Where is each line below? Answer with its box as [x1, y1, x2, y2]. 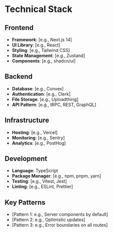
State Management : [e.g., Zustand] [11, 52, 85, 58]
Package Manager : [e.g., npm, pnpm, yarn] [11, 173, 102, 179]
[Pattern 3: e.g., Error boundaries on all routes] [11, 222, 108, 228]
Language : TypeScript [11, 167, 58, 173]
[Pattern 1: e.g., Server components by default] [11, 211, 108, 217]
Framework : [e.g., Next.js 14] [11, 36, 72, 42]
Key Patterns [4, 198, 46, 206]
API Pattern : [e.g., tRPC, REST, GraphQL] [11, 101, 97, 107]
